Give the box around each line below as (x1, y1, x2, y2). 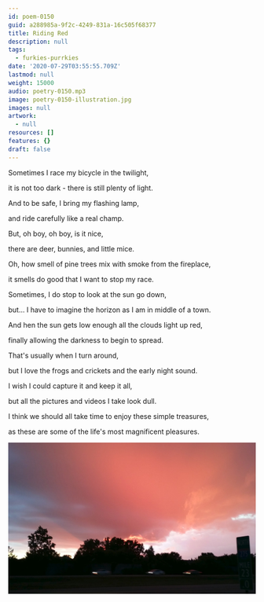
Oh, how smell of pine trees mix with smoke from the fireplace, (8, 259, 211, 269)
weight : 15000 (8, 79, 55, 86)
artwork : (8, 112, 37, 120)
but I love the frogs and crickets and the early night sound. (8, 365, 198, 375)
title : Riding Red (8, 29, 68, 37)
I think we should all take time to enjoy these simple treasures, (8, 411, 210, 420)
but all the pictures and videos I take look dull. (8, 396, 157, 406)
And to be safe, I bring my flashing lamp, (8, 198, 140, 207)
